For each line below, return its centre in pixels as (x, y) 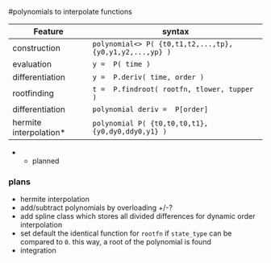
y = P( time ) (121, 64)
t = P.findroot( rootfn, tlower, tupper (173, 89)
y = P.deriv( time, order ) (148, 77)
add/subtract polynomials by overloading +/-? (96, 208)
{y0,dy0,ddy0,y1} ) (130, 131)
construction (36, 48)
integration (38, 251)
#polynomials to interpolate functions (71, 12)
